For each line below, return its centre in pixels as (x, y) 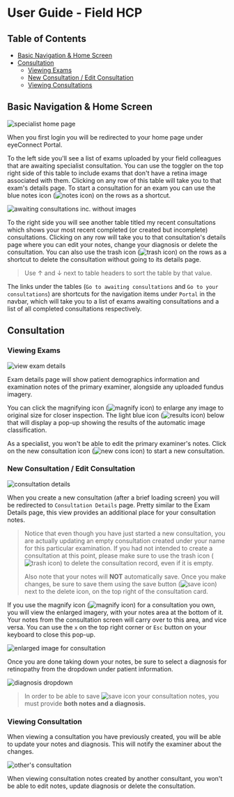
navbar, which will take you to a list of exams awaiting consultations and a (113, 301)
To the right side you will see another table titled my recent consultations (111, 222)
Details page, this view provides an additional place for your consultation (111, 512)
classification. (27, 430)
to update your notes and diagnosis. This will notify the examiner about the (115, 744)
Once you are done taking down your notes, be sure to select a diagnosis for (117, 662)
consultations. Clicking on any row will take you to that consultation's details (117, 237)
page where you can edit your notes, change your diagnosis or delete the (112, 244)
